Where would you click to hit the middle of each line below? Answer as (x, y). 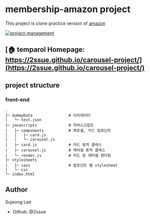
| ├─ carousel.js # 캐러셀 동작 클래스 (55, 150)
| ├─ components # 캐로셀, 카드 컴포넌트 (58, 131)
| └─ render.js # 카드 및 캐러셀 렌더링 (58, 156)
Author (16, 190)
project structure (33, 85)
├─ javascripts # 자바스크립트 (50, 125)
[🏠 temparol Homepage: (45, 50)
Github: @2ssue (29, 211)
